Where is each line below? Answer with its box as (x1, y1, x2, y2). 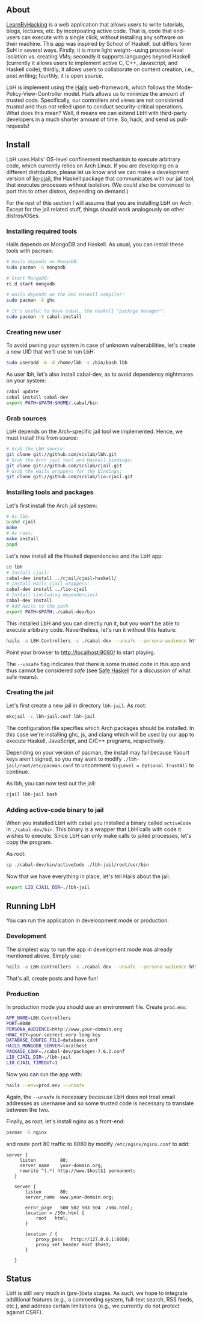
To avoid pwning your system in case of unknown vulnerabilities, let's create (6, 341, 195, 349)
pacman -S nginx (6, 1129, 47, 1135)
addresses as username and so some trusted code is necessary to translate (6, 1099, 194, 1107)
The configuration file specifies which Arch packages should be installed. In (6, 724, 194, 731)
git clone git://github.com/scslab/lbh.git (6, 451, 117, 457)
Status (6, 1273, 32, 1283)
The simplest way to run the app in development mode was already (6, 946, 173, 953)
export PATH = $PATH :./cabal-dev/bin (6, 608, 96, 615)
